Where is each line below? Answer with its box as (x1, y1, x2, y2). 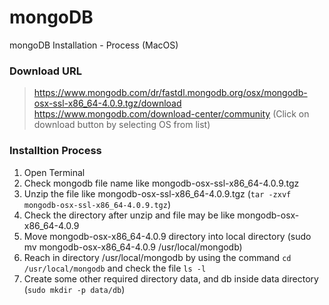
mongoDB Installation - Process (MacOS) (9, 39, 179, 51)
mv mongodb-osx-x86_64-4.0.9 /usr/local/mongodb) (23, 241, 243, 253)
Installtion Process (9, 144, 102, 158)
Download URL (9, 64, 82, 78)
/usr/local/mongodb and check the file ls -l (23, 262, 207, 274)
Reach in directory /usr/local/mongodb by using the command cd (23, 251, 292, 263)
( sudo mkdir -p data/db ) (23, 283, 126, 295)
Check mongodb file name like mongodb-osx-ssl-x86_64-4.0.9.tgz (23, 177, 300, 189)
